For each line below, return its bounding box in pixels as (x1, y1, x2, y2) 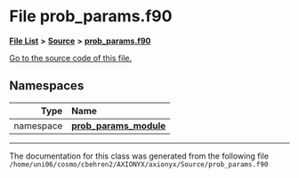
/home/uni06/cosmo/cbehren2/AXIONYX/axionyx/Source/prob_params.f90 (9, 159, 269, 169)
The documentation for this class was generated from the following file (9, 151, 270, 161)
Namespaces (9, 78, 85, 94)
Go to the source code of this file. (9, 52, 133, 63)
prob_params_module (70, 120, 166, 132)
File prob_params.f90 (9, 6, 173, 27)
